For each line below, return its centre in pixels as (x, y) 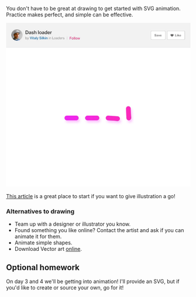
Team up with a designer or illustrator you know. (73, 224)
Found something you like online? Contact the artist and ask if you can (99, 230)
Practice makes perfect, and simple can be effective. (70, 15)
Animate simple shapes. (43, 243)
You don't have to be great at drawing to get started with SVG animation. (94, 8)
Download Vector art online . (48, 249)
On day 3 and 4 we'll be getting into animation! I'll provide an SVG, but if (93, 281)
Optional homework (43, 267)
